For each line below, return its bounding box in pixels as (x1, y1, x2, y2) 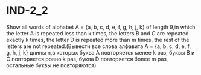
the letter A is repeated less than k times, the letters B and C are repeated (6, 29, 189, 37)
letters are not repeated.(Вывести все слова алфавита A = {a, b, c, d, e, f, (6, 43, 191, 50)
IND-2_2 (6, 4, 48, 17)
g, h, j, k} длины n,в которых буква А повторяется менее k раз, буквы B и (6, 49, 195, 56)
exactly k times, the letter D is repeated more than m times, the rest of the (6, 36, 190, 43)
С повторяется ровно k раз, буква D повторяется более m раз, (6, 55, 168, 62)
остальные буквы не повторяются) (6, 61, 97, 69)
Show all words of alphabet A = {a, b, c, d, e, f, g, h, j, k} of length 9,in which (6, 23, 196, 31)
